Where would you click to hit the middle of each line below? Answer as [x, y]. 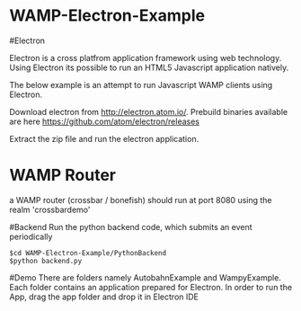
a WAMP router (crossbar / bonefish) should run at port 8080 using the [141, 200]
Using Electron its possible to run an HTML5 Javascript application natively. [149, 67]
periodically [31, 236]
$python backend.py [46, 261]
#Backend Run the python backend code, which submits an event [131, 227]
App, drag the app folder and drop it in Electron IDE [104, 297]
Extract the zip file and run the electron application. [104, 138]
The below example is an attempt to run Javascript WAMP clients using [141, 84]
